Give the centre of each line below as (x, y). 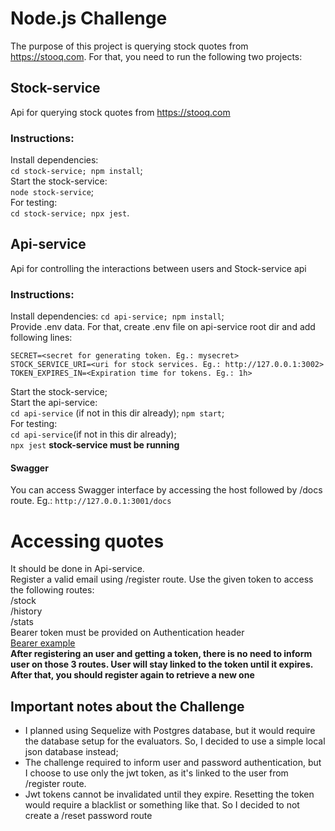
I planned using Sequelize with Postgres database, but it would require (170, 731)
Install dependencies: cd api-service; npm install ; (117, 316)
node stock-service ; (52, 192)
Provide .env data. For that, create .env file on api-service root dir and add (163, 327)
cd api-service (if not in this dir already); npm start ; (117, 413)
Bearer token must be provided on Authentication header (127, 633)
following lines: (41, 338)
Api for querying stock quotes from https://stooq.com (120, 112)
